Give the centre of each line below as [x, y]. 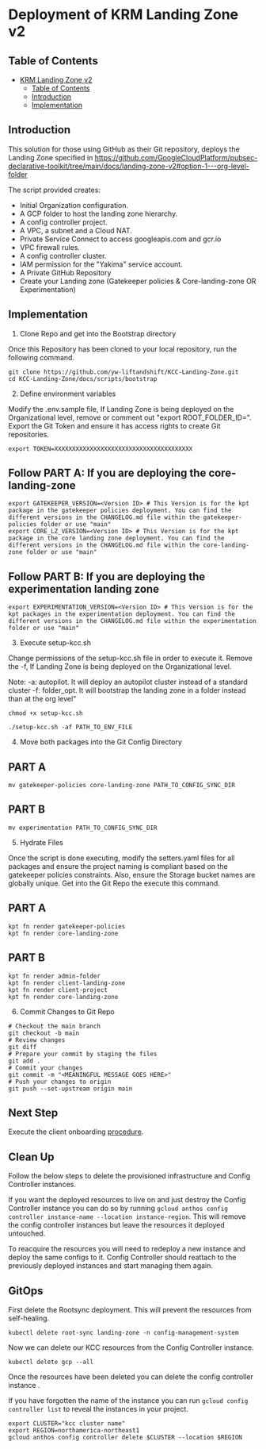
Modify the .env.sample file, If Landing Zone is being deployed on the [121, 409]
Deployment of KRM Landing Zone [123, 15]
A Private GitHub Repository [65, 272]
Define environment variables [68, 394]
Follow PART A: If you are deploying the [107, 473]
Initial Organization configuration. [74, 205]
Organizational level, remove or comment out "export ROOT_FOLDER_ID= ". [130, 417]
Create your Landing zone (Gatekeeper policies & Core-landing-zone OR [138, 281]
